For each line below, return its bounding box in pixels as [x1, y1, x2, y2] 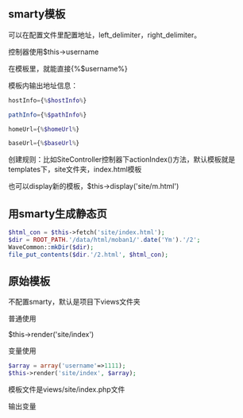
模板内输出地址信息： [8, 80, 78, 90]
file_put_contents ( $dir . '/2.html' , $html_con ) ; [8, 251, 169, 259]
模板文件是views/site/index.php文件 [8, 385, 125, 394]
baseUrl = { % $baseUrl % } [8, 140, 80, 148]
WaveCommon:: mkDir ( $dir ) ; [8, 243, 94, 251]
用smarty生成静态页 [8, 207, 107, 221]
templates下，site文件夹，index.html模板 [8, 165, 142, 174]
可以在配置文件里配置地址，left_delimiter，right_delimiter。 [8, 30, 201, 40]
